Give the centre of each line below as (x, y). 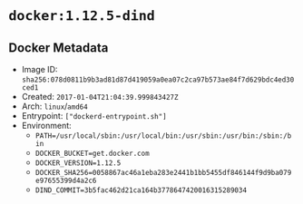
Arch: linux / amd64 (54, 106)
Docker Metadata (59, 48)
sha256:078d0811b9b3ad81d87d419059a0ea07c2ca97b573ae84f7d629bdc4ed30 (158, 80)
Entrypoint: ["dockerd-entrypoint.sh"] (94, 116)
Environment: (46, 126)
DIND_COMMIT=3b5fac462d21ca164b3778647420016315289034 (141, 190)
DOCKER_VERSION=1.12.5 (78, 163)
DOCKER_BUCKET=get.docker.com (93, 153)
